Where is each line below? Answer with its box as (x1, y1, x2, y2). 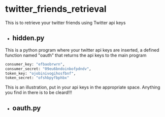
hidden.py (12, 34, 45, 42)
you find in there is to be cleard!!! (5, 89, 72, 95)
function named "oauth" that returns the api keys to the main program (5, 52, 147, 58)
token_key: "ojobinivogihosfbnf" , (5, 71, 76, 76)
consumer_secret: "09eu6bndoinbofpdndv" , (5, 66, 92, 71)
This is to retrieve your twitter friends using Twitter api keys (5, 20, 126, 26)
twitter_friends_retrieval (5, 3, 107, 15)
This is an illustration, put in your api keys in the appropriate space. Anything (5, 85, 161, 90)
